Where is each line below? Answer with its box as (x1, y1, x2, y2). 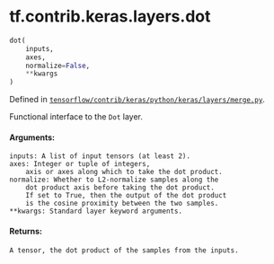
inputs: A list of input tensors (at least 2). (9, 152, 191, 161)
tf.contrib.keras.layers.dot (9, 6, 211, 27)
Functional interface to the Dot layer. (9, 111, 144, 122)
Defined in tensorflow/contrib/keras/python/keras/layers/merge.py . (9, 94, 265, 105)
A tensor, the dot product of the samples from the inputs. (9, 245, 240, 255)
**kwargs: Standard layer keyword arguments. (9, 207, 182, 216)
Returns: (9, 225, 43, 236)
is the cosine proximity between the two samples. (25, 199, 219, 208)
